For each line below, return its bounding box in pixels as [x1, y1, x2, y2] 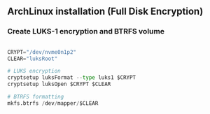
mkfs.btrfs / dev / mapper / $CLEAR [7, 99, 99, 107]
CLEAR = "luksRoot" [7, 55, 58, 62]
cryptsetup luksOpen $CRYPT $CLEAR [7, 80, 111, 88]
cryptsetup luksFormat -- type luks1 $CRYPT [7, 74, 136, 81]
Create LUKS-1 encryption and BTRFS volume [7, 27, 164, 36]
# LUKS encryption [7, 68, 61, 75]
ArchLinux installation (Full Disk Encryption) [7, 6, 204, 17]
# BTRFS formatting [7, 94, 64, 101]
